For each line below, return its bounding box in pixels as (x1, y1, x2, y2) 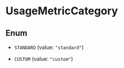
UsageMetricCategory (5, 4, 118, 18)
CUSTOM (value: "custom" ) (14, 55, 74, 62)
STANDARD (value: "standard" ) (14, 44, 84, 51)
